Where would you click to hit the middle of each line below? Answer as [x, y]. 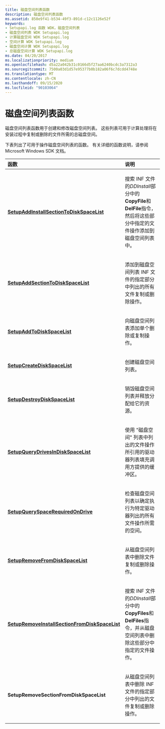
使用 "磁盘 [137, 430]
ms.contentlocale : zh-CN [30, 78]
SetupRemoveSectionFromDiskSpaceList [57, 695]
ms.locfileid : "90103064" [31, 88]
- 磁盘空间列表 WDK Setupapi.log [37, 33]
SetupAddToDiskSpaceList [40, 332]
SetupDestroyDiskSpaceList [41, 399]
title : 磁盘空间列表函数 [27, 10]
